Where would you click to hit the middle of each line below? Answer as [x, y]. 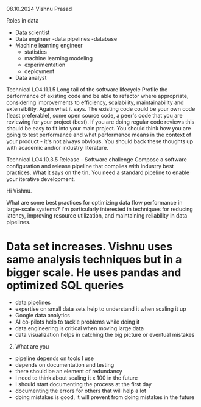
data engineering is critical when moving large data [79, 328]
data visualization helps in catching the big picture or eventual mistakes [105, 334]
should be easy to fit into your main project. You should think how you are [99, 128]
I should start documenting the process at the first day [83, 384]
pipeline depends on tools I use [55, 358]
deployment [39, 71]
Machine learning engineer [49, 45]
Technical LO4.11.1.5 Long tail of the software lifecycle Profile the [87, 90]
